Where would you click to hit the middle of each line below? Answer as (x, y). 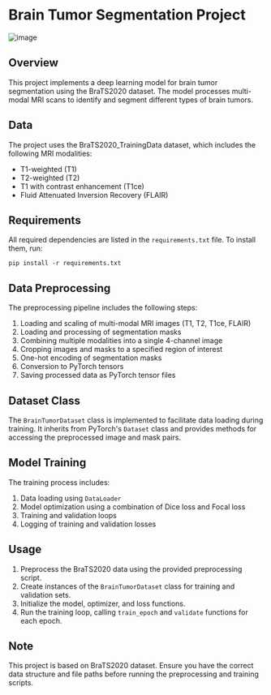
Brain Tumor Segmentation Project (127, 15)
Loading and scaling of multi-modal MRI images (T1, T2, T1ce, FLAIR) (135, 324)
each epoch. (41, 620)
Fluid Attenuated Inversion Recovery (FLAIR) (94, 195)
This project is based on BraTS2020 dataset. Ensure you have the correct (131, 666)
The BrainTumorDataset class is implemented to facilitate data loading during (136, 420)
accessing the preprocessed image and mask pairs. (95, 437)
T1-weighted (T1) (48, 169)
